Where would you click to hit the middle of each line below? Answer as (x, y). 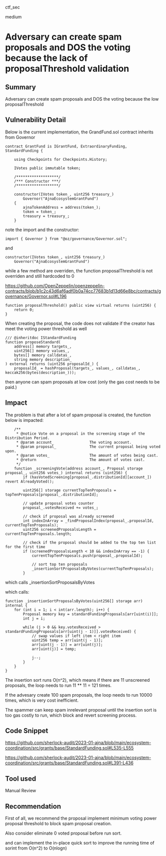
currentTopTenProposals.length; (38, 534)
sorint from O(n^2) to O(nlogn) (36, 848)
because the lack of (47, 58)
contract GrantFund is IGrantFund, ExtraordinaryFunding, (66, 146)
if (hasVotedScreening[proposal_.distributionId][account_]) (87, 477)
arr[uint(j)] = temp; (54, 649)
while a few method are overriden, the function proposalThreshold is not (79, 270)
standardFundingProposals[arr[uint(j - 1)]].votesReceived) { (71, 631)
